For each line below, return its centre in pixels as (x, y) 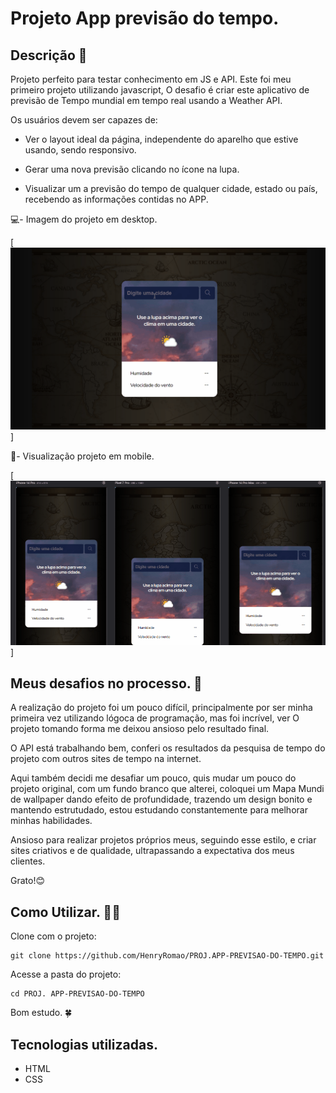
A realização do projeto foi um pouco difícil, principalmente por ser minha (161, 708)
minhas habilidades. (51, 821)
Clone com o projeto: (53, 936)
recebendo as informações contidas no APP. (116, 199)
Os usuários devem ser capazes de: (84, 120)
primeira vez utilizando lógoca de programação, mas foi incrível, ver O (155, 718)
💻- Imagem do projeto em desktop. (84, 219)
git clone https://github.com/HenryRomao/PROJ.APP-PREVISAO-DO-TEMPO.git (167, 956)
